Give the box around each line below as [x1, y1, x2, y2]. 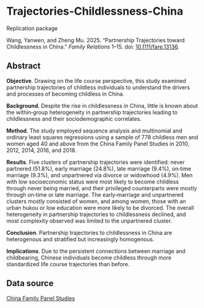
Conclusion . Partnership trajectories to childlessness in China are [6, 229, 173, 236]
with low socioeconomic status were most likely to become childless [6, 178, 179, 185]
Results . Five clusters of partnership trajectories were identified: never [6, 158, 185, 166]
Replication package [6, 25, 58, 32]
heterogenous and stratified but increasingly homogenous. [6, 235, 155, 243]
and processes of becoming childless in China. [6, 90, 124, 98]
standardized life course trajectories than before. [6, 260, 130, 268]
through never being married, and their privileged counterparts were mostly [6, 184, 197, 191]
